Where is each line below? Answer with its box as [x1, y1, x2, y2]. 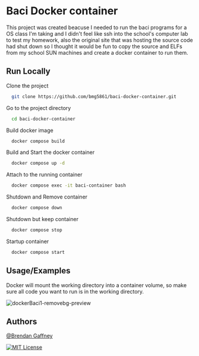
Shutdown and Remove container [6, 193, 88, 200]
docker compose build [11, 138, 65, 144]
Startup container [6, 238, 49, 245]
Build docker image [6, 127, 53, 134]
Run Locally [6, 67, 50, 77]
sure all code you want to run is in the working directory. [6, 288, 144, 295]
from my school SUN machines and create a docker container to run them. [6, 49, 188, 56]
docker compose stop [11, 227, 62, 233]
